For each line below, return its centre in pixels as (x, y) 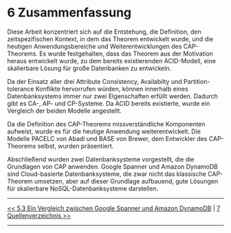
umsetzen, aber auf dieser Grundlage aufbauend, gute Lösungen (126, 181)
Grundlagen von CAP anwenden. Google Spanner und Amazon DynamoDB (113, 166)
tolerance (21, 89)
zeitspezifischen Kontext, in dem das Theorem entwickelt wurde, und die (110, 38)
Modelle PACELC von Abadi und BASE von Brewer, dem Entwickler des (107, 138)
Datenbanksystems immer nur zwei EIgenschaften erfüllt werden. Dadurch (113, 96)
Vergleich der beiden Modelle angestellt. (65, 111)
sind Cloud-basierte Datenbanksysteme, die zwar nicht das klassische (107, 174)
